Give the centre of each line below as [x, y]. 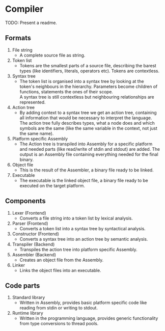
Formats [18, 38]
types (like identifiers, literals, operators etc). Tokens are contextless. [89, 71]
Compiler [24, 9]
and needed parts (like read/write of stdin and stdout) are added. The [90, 149]
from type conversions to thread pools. [59, 324]
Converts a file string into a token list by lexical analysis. [76, 218]
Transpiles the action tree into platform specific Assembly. [78, 249]
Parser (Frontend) [30, 223]
